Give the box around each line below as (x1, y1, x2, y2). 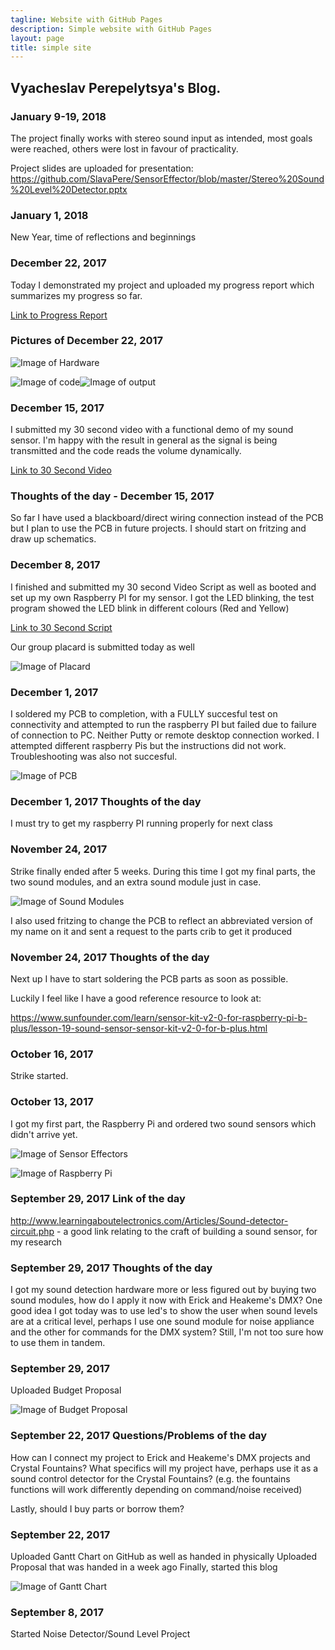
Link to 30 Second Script (10, 621, 113, 633)
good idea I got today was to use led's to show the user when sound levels (10, 1305, 318, 1317)
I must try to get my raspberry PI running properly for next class (10, 817, 273, 830)
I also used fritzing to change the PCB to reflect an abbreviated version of (10, 914, 314, 926)
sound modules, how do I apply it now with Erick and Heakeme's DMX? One (10, 1294, 323, 1306)
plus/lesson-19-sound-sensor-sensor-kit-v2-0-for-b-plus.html (10, 1022, 268, 1034)
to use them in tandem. (10, 1337, 106, 1349)
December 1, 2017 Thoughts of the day (10, 794, 202, 808)
